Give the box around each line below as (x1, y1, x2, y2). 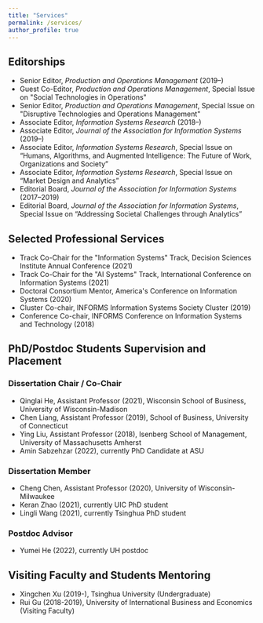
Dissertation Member (8, 465, 92, 476)
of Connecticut (19, 421, 68, 430)
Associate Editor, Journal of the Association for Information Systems (19, 126, 242, 136)
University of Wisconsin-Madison (19, 404, 128, 414)
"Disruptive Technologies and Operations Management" (19, 109, 201, 118)
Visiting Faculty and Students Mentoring (8, 568, 211, 581)
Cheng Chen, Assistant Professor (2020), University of (19, 483, 197, 493)
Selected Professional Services (8, 232, 165, 246)
